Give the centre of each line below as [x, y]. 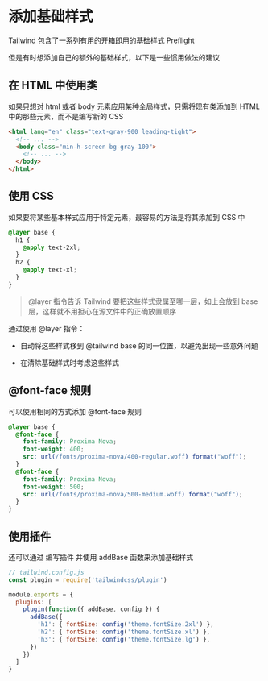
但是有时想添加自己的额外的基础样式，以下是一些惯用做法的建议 [114, 57]
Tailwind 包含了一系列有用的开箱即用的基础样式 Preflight [101, 40]
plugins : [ [34, 602]
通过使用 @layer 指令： [47, 328]
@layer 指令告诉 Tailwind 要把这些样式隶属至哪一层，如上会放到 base [143, 301]
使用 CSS [31, 196]
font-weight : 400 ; [54, 449]
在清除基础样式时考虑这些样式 [69, 363]
